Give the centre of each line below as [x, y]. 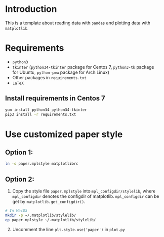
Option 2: [20, 179]
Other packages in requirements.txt [49, 77]
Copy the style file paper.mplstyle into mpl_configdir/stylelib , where [84, 191]
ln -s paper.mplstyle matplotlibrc [42, 164]
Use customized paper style [64, 134]
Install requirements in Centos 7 [55, 98]
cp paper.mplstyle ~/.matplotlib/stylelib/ [51, 220]
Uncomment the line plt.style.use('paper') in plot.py [68, 229]
